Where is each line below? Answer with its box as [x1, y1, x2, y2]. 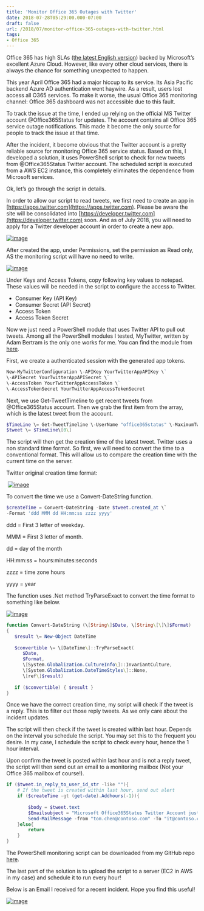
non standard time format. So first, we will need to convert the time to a [6, 445, 185, 452]
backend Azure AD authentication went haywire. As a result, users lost [6, 85, 183, 92]
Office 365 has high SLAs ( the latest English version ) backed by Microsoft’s [6, 54, 195, 61]
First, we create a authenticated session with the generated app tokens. [6, 357, 186, 364]
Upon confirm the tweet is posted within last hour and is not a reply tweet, [6, 757, 192, 764]
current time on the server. [6, 458, 73, 465]
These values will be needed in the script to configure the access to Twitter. [6, 283, 196, 290]
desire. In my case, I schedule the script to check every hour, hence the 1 [6, 739, 189, 746]
